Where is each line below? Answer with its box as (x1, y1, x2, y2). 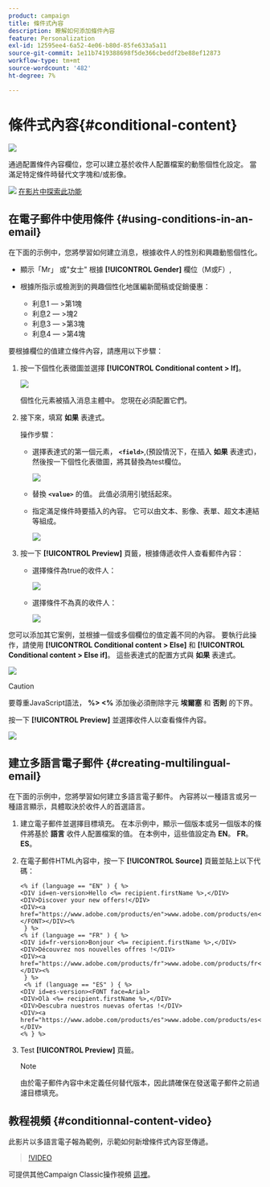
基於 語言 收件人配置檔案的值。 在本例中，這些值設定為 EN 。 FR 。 (34, 829, 253, 838)
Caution (8, 681, 35, 691)
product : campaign (8, 11, 70, 20)
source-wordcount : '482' (8, 64, 92, 72)
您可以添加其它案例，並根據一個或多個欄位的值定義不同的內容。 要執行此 (8, 630, 250, 640)
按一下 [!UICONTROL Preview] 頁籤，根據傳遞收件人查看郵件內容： (19, 548, 244, 558)
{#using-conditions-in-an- (116, 212, 253, 225)
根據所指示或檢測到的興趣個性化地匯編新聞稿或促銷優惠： (19, 282, 211, 292)
